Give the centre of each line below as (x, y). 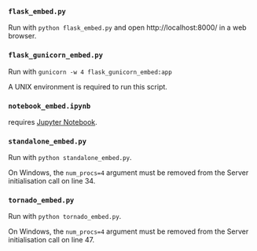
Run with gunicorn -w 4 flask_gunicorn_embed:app (90, 71)
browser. (22, 36)
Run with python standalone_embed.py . (70, 158)
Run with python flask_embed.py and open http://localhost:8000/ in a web (127, 27)
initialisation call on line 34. (52, 181)
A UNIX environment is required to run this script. (88, 86)
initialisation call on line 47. (51, 240)
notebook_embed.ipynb (50, 106)
